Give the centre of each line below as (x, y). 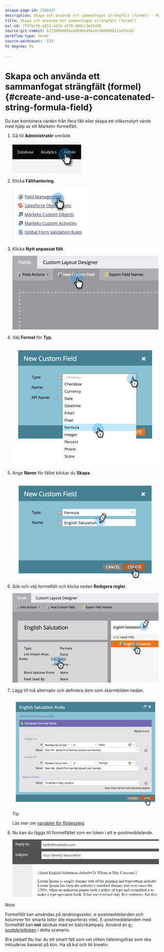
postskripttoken (21, 930)
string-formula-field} (49, 107)
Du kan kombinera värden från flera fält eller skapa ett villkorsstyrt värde (78, 121)
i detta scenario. (54, 930)
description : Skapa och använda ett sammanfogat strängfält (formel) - (79, 15)
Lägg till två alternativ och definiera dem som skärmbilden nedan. (78, 690)
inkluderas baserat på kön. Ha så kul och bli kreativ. (57, 945)
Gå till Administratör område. (42, 135)
